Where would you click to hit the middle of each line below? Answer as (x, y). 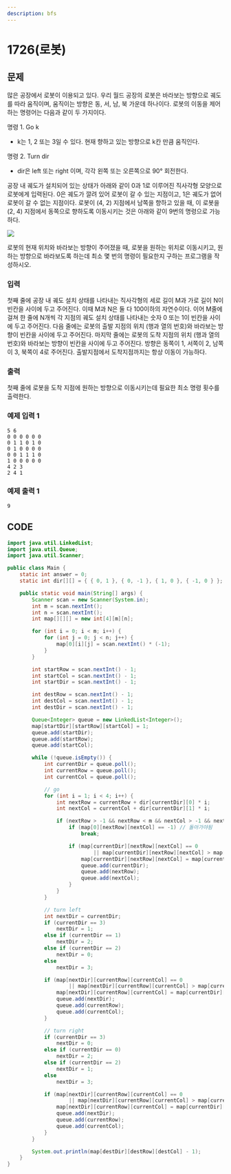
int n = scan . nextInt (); (67, 612)
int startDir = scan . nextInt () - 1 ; (84, 682)
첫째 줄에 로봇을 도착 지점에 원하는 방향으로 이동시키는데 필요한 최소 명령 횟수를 (113, 388)
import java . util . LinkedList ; (51, 543)
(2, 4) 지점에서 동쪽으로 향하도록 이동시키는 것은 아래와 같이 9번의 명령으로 (108, 211)
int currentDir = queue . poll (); (90, 765)
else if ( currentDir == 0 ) (82, 1050)
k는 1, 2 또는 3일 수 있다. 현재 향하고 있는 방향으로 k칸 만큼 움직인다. (108, 141)
